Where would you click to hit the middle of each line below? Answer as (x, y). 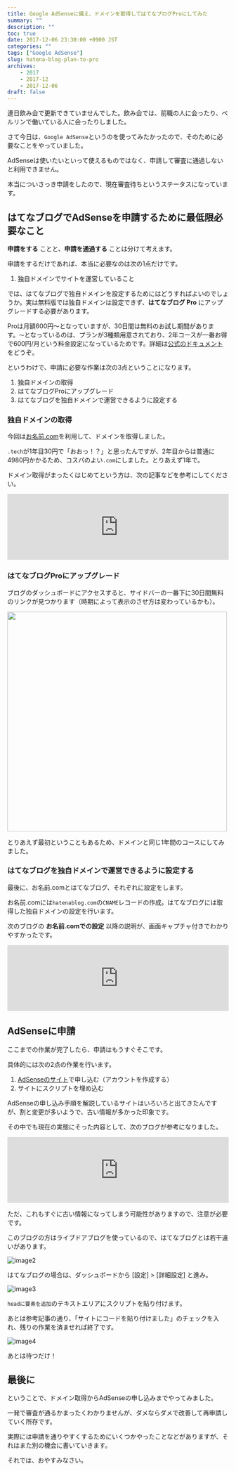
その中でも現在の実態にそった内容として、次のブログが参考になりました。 (115, 1127)
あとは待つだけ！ (32, 1355)
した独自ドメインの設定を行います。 (65, 911)
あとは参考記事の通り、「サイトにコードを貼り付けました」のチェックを (110, 1318)
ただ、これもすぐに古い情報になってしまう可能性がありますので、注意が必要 (118, 1214)
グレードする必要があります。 (50, 311)
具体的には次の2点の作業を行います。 (61, 1064)
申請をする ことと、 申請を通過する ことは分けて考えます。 (92, 248)
